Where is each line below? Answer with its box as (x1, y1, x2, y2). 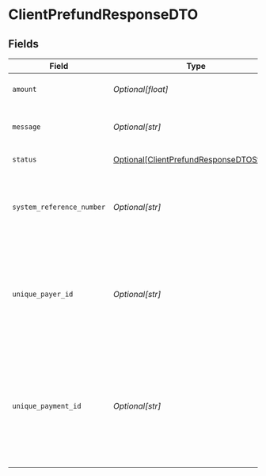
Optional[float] (113, 84, 169, 94)
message (12, 123, 41, 131)
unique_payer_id (12, 290, 74, 299)
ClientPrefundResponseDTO (8, 6, 199, 24)
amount (12, 85, 37, 93)
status (12, 155, 37, 164)
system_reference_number (12, 203, 106, 211)
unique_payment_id (12, 402, 82, 410)
